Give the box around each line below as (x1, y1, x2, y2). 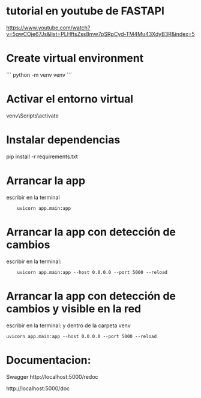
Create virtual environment (6, 52, 144, 65)
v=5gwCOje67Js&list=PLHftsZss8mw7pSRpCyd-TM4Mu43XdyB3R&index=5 (6, 30, 195, 37)
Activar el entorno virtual (6, 92, 134, 106)
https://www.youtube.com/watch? (6, 24, 91, 31)
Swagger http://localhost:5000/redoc (6, 373, 98, 380)
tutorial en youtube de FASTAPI (6, 4, 165, 18)
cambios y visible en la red (6, 301, 142, 315)
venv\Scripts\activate (6, 112, 59, 119)
